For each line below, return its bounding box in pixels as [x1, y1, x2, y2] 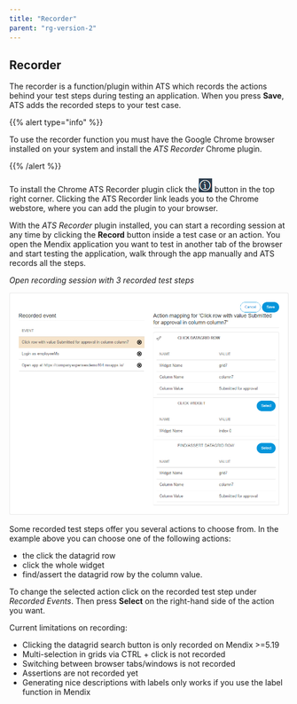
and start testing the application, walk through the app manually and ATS [9, 248, 275, 259]
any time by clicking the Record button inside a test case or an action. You [9, 230, 281, 240]
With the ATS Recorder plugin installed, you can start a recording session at [9, 220, 285, 231]
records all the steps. [9, 258, 87, 269]
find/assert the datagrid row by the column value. [21, 568, 203, 580]
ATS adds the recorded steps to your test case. [9, 100, 182, 111]
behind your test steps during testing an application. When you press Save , [9, 90, 285, 101]
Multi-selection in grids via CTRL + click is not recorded [21, 648, 226, 660]
